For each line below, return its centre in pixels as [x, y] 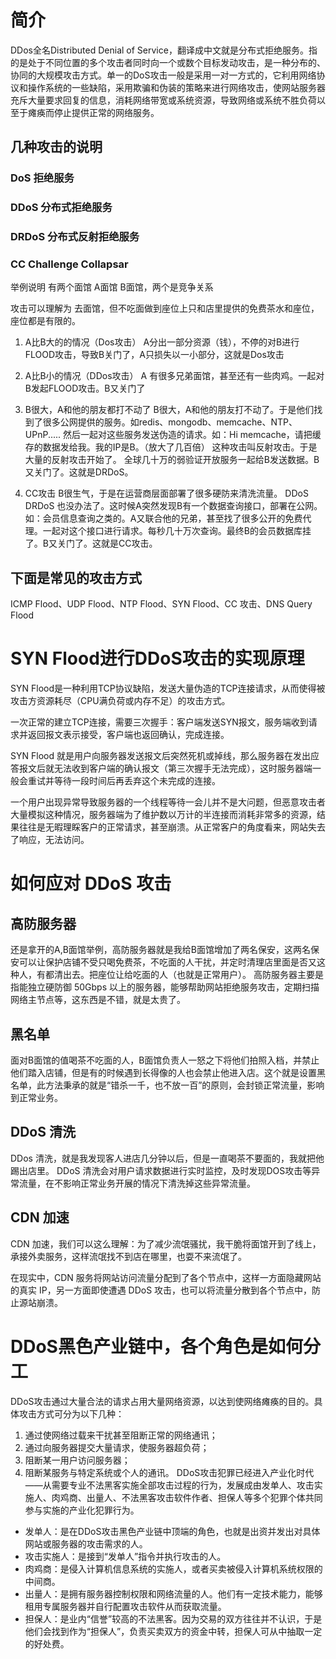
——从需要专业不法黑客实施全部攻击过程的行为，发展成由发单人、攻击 [169, 1485]
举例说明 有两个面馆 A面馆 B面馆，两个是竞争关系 [112, 287]
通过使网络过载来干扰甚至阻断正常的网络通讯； [121, 1435]
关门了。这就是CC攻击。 [107, 543]
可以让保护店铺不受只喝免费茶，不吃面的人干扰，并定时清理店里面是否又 [167, 962]
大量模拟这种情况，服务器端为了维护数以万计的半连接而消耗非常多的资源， [163, 815]
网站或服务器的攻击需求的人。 [86, 1543]
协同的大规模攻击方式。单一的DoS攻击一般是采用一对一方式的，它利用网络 [163, 75]
